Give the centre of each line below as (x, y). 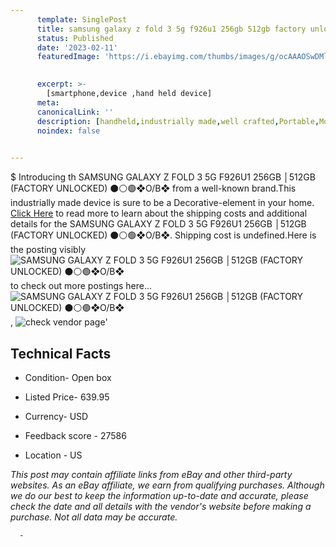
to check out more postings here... (81, 286)
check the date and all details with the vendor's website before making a (161, 506)
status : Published (75, 38)
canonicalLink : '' (75, 112)
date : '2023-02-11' (77, 47)
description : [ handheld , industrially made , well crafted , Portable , (178, 121)
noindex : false (68, 131)
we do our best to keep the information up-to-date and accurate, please (159, 495)
